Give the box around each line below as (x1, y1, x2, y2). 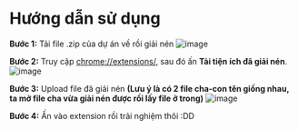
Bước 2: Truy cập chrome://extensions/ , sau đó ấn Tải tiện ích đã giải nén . (9, 55, 288, 66)
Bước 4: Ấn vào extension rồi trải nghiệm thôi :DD (9, 110, 195, 121)
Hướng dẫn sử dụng (9, 8, 161, 29)
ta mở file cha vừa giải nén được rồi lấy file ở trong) (9, 93, 204, 104)
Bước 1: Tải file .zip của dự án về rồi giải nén (9, 38, 174, 49)
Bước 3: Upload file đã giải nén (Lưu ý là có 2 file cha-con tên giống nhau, (9, 83, 290, 94)
